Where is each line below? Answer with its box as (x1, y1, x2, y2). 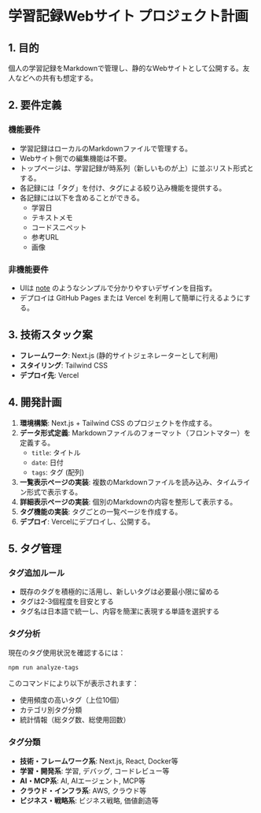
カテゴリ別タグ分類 (19, 705, 83, 714)
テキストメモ (31, 212, 73, 222)
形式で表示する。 (26, 487, 83, 497)
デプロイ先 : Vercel (19, 370, 79, 379)
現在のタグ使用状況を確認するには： (8, 647, 126, 657)
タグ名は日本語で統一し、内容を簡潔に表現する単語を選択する (19, 606, 220, 616)
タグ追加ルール (8, 567, 65, 578)
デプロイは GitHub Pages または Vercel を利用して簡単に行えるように (19, 293, 244, 302)
